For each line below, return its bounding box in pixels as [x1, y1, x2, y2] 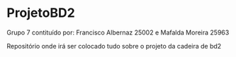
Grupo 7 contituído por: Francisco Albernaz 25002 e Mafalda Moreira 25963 [6, 28, 230, 37]
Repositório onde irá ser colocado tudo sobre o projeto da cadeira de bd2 [6, 42, 222, 50]
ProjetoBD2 [6, 5, 75, 21]
